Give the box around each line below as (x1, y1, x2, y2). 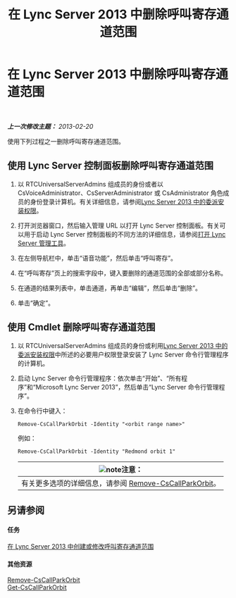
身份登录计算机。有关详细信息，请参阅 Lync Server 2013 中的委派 (30, 197, 218, 206)
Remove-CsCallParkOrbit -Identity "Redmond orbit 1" (17, 448, 176, 455)
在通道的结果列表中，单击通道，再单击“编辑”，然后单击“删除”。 (17, 283, 202, 292)
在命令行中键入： (17, 406, 68, 415)
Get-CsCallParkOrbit (7, 583, 67, 592)
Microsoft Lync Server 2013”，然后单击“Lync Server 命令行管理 (35, 382, 219, 391)
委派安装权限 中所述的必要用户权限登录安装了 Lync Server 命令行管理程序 (17, 350, 229, 359)
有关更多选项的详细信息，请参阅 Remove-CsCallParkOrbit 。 (20, 478, 221, 488)
